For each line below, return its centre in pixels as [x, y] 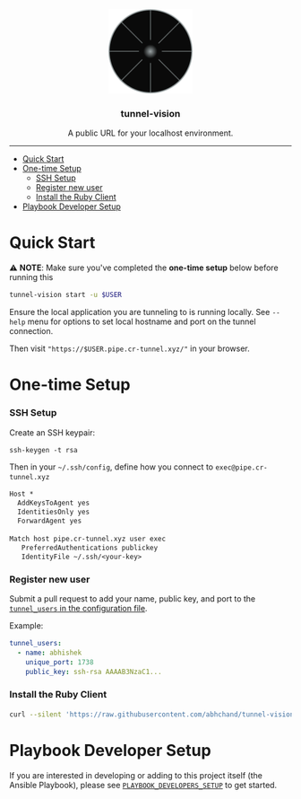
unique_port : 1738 [60, 662]
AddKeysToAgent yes [54, 503]
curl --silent [36, 714]
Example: [26, 625]
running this [31, 277]
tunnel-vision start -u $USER [66, 295]
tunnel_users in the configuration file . [78, 608]
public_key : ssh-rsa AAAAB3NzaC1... [94, 672]
